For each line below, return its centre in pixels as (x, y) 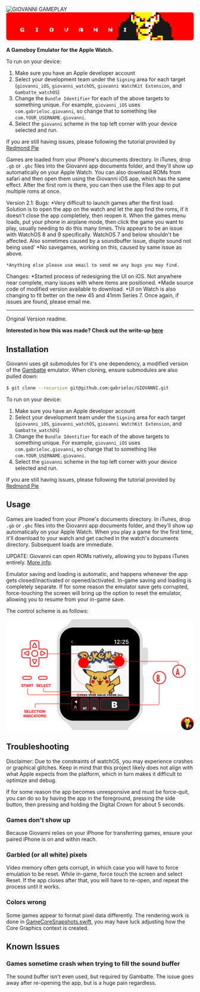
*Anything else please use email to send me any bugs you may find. (93, 266)
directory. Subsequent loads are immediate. (60, 544)
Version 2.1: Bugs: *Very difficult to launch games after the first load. (90, 203)
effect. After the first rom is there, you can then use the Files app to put (93, 185)
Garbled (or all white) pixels (47, 855)
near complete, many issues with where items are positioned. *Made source (100, 283)
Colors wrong (26, 902)
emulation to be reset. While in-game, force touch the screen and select (94, 874)
